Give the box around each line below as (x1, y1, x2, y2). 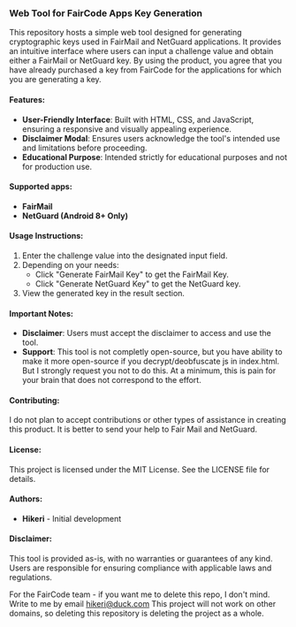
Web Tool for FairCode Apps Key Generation (9, 7, 203, 19)
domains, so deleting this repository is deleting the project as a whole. (9, 608, 265, 618)
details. (9, 473, 36, 484)
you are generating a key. (9, 74, 102, 85)
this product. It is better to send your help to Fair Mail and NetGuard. (9, 424, 258, 435)
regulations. (9, 571, 53, 582)
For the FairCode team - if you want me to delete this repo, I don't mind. (9, 589, 270, 600)
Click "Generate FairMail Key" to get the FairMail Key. (34, 269, 230, 279)
